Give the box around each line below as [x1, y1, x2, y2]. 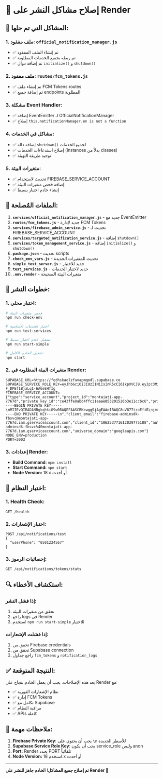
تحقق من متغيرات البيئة [12, 608, 55, 614]
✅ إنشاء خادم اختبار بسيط [12, 187, 59, 193]
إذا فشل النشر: [5, 597, 37, 604]
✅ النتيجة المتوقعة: [5, 666, 55, 674]
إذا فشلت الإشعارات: [5, 631, 49, 638]
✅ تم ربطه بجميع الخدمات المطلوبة [12, 54, 76, 60]
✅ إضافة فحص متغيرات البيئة [12, 182, 65, 188]
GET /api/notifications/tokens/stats [5, 567, 82, 571]
